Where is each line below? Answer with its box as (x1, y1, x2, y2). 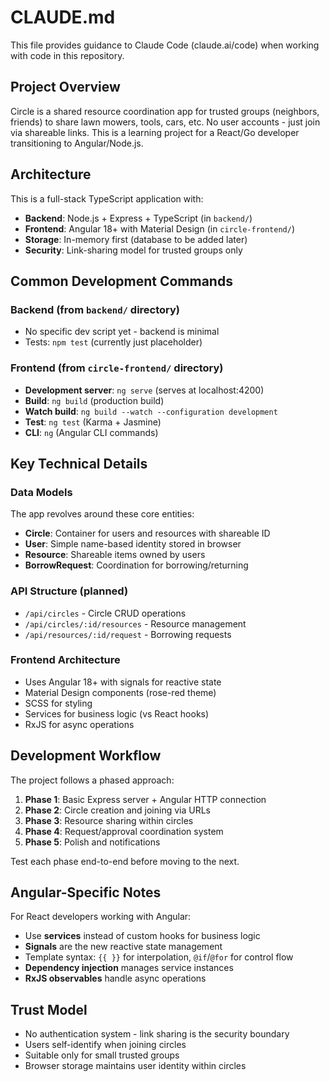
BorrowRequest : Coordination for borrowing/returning (24, 559, 249, 571)
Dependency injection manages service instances (24, 962, 234, 974)
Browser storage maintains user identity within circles (24, 1060, 247, 1072)
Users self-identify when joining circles (24, 1039, 187, 1051)
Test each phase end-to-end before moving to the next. (10, 855, 240, 867)
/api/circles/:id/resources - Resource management (24, 617, 247, 630)
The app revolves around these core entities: (10, 508, 195, 520)
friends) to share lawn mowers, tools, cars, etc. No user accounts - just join (10, 116, 321, 128)
